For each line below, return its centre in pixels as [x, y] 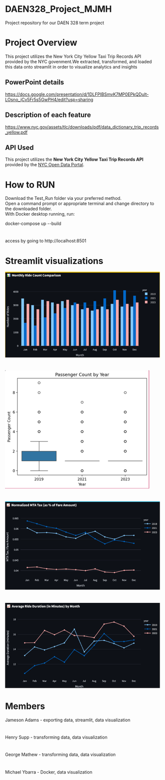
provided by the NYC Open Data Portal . [45, 165]
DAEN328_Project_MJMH [58, 9]
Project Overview [41, 43]
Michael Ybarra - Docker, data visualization [49, 772]
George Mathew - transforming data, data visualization [60, 755]
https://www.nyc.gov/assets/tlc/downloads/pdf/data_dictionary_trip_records [82, 127]
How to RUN [30, 185]
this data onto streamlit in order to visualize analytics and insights [71, 67]
